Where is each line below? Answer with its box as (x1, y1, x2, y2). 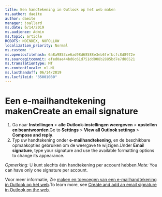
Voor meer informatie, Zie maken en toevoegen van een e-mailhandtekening (5, 176, 157, 182)
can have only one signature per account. (5, 167, 88, 173)
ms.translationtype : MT (5, 61, 53, 66)
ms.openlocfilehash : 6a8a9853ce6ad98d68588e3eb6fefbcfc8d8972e (5, 52, 135, 57)
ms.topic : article (5, 34, 42, 39)
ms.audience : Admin (5, 30, 44, 34)
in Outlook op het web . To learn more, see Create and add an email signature (5, 182, 157, 187)
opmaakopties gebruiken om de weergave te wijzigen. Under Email (12, 142, 145, 148)
